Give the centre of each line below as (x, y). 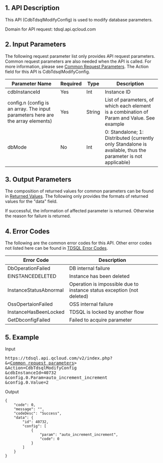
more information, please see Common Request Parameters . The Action (77, 66)
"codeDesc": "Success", (38, 413)
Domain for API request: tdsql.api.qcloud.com (50, 29)
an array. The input (29, 109)
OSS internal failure (91, 304)
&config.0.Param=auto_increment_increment (56, 378)
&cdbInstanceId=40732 (31, 373)
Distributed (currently (129, 138)
